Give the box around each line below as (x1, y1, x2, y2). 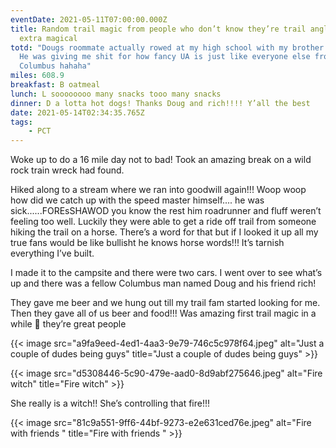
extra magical (19, 33, 78, 43)
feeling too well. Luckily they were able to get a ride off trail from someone (10, 216, 317, 228)
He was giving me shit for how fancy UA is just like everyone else (19, 52, 311, 62)
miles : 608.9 (10, 71, 65, 81)
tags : (10, 117, 33, 127)
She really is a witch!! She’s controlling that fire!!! (10, 397, 211, 410)
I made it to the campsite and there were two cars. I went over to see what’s (10, 267, 323, 279)
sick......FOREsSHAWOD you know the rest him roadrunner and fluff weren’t (10, 205, 322, 217)
